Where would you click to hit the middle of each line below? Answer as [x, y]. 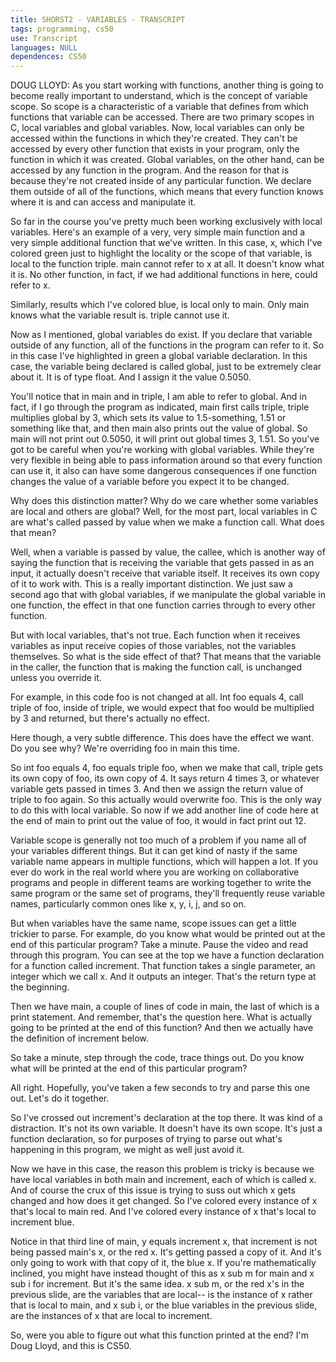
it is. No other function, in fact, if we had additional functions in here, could [164, 275]
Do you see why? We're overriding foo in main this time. [125, 748]
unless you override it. [56, 678]
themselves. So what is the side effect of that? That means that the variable [166, 657]
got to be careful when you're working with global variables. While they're [162, 450]
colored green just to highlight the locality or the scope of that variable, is [161, 253]
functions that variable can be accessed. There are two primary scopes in [162, 117]
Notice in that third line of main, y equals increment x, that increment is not [164, 1242]
